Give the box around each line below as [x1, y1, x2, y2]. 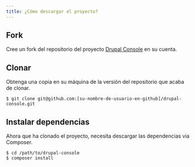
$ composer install [6, 155, 54, 161]
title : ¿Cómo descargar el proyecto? [6, 8, 98, 15]
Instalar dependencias [6, 117, 90, 127]
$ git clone [6, 96, 35, 102]
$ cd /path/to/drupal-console [6, 150, 80, 156]
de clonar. [6, 84, 30, 91]
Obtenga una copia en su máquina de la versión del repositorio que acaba [6, 79, 184, 86]
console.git [6, 101, 35, 107]
